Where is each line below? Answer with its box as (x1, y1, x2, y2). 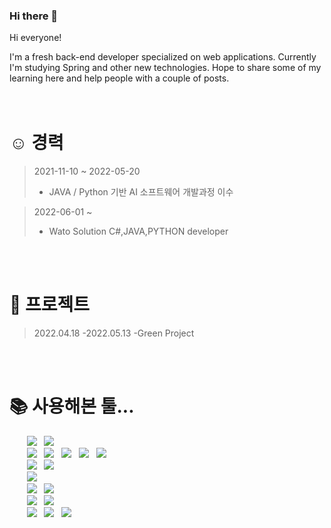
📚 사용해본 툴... (9, 395, 135, 418)
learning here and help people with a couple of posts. (9, 72, 230, 84)
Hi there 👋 (9, 9, 59, 23)
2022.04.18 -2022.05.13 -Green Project (33, 327, 195, 339)
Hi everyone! (9, 32, 62, 44)
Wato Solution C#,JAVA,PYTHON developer (48, 225, 229, 238)
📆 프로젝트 (9, 294, 91, 316)
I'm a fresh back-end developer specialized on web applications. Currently (9, 51, 317, 63)
